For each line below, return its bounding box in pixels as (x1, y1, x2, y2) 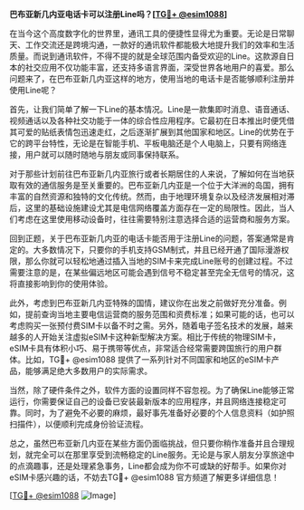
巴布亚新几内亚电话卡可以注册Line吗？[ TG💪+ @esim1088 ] (9, 9, 228, 19)
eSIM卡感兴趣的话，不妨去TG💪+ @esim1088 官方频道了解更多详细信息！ (9, 472, 280, 483)
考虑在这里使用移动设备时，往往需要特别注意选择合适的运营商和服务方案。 (16, 214, 295, 225)
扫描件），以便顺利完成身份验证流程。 (9, 419, 148, 429)
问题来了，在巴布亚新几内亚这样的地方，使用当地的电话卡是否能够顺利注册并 (9, 73, 295, 84)
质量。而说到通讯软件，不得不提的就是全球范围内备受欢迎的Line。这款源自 (9, 51, 287, 62)
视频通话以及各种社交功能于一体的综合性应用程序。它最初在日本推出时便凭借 (9, 115, 295, 126)
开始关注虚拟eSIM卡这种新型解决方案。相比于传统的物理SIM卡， (40, 332, 280, 342)
